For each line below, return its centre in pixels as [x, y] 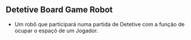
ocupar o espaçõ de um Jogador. [56, 30]
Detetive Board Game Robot [59, 10]
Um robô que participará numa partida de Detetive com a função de [99, 24]
